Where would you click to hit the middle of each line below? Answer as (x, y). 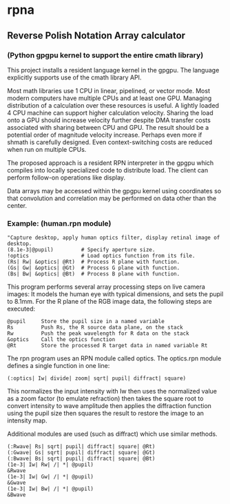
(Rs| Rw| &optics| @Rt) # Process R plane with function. (94, 262)
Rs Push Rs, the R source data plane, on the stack (95, 328)
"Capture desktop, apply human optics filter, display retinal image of (114, 238)
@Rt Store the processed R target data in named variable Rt (107, 346)
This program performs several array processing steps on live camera (106, 287)
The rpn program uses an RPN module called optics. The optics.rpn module (114, 358)
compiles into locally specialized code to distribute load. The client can (108, 170)
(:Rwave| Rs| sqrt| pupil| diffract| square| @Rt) (81, 447)
